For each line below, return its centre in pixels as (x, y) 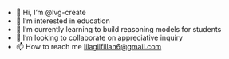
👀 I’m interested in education (63, 21)
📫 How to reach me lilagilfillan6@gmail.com (89, 47)
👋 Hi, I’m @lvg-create (51, 12)
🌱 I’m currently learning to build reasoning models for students (118, 29)
